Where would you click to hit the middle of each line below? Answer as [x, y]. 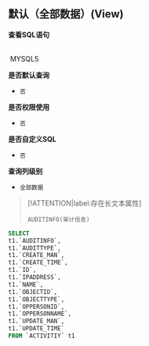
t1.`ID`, [22, 270]
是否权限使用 [29, 107]
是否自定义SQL [32, 139]
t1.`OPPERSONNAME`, [40, 314]
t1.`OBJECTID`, [33, 292]
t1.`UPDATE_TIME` [36, 329]
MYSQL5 [24, 58]
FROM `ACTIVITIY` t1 [42, 336]
